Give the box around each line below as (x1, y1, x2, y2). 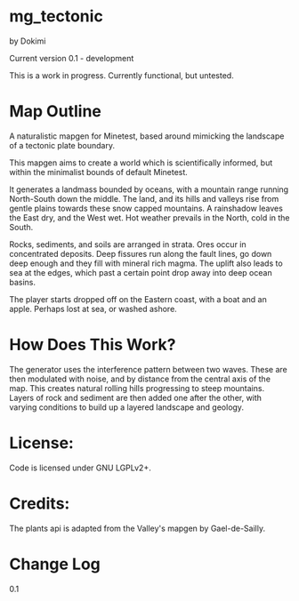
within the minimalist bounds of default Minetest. (9, 166, 189, 177)
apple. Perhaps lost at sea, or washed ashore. (9, 303, 178, 314)
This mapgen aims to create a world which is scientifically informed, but (9, 157, 273, 168)
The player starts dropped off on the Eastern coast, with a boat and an (9, 293, 267, 304)
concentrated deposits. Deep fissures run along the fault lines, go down (9, 248, 272, 259)
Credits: (9, 493, 70, 513)
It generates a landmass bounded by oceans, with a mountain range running (9, 184, 289, 195)
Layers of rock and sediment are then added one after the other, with (9, 392, 263, 403)
